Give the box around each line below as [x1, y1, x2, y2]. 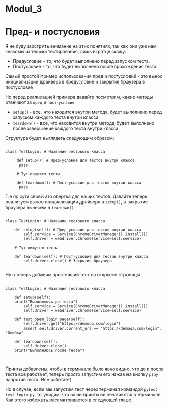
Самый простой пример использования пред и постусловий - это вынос [5, 73, 163, 79]
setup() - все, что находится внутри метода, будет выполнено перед [12, 109, 162, 115]
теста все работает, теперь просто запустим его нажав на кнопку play [5, 371, 158, 377]
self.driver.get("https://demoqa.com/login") [23, 321, 121, 327]
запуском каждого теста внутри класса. [12, 114, 100, 120]
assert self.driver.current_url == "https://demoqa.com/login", [23, 326, 162, 331]
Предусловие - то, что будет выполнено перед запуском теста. [12, 58, 150, 64]
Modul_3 [5, 3, 43, 15]
